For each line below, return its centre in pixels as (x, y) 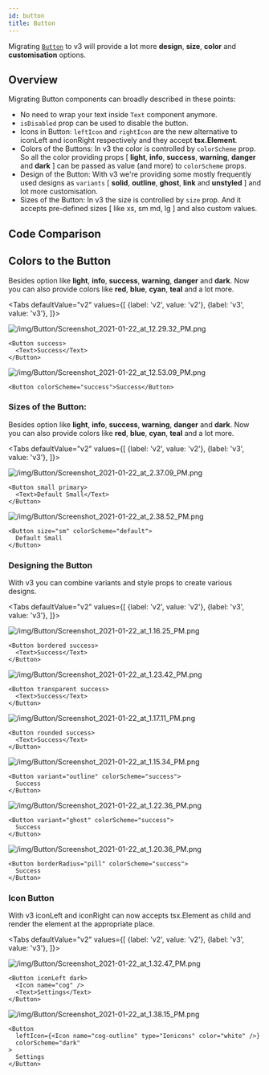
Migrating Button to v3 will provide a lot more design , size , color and (122, 46)
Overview (33, 80)
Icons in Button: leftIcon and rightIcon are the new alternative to (129, 132)
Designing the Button (51, 565)
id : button (26, 16)
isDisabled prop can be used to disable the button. (104, 123)
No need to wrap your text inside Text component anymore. (119, 115)
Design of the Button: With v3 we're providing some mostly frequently (135, 174)
